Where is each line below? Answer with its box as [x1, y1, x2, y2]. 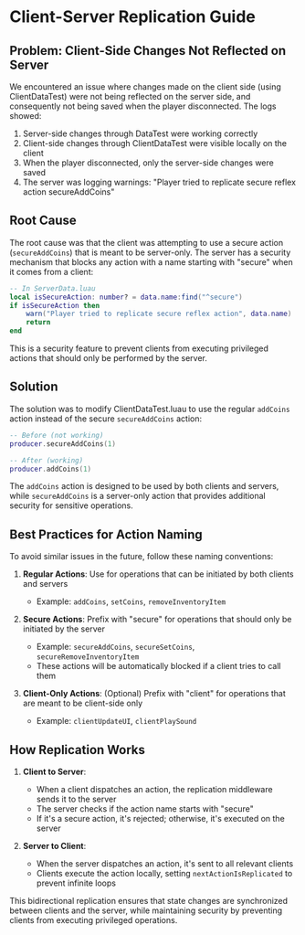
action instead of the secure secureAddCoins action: [9, 413, 203, 424]
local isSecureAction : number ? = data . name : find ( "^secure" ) [9, 292, 244, 302]
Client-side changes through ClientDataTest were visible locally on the [22, 138, 288, 148]
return [26, 318, 51, 327]
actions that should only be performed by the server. [9, 353, 208, 364]
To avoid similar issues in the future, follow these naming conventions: [9, 551, 274, 562]
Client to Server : [22, 766, 87, 777]
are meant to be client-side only [22, 697, 143, 709]
